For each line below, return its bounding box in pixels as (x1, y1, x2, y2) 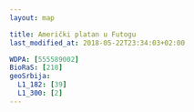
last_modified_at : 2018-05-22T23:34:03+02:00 (9, 38, 185, 47)
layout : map (9, 13, 55, 23)
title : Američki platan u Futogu (9, 29, 137, 39)
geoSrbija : (9, 72, 51, 81)
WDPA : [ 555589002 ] (9, 55, 79, 64)
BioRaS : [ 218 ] (9, 63, 64, 73)
